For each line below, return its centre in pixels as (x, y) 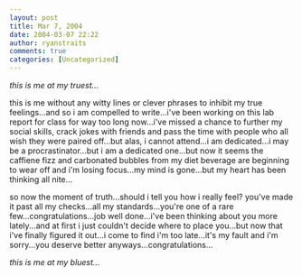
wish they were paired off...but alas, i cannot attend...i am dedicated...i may (149, 141)
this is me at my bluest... (55, 262)
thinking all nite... (41, 179)
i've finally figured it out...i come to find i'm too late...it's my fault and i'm (144, 235)
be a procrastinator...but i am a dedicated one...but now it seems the (137, 151)
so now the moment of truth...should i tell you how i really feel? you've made (151, 197)
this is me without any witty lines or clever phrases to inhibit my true (136, 103)
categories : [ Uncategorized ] (64, 60)
